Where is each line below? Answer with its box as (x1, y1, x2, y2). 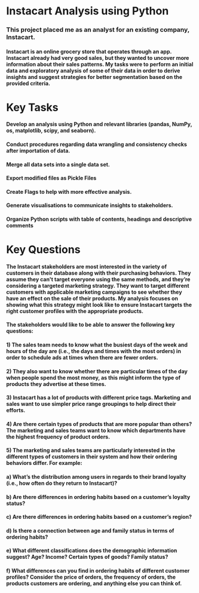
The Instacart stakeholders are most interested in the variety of (6, 263, 167, 270)
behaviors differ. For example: (6, 460, 82, 467)
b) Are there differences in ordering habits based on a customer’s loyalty (6, 493, 191, 500)
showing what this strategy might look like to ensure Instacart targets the (6, 301, 192, 308)
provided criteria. (6, 80, 51, 87)
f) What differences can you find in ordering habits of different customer (6, 567, 190, 574)
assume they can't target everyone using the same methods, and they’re (6, 275, 191, 282)
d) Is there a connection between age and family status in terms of (6, 527, 174, 534)
